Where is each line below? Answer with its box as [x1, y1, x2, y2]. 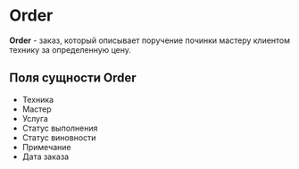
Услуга [21, 113, 49, 123]
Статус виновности [21, 131, 96, 143]
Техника [21, 94, 54, 105]
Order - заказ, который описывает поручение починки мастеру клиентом [9, 35, 291, 46]
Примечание [21, 141, 71, 152]
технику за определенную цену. [9, 44, 132, 55]
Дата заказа [21, 151, 70, 162]
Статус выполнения [21, 123, 98, 133]
